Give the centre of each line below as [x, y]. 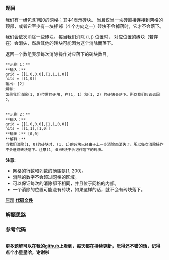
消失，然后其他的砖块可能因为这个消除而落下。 [67, 43]
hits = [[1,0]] [21, 79]
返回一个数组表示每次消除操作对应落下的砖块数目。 [58, 54]
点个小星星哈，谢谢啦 [27, 252]
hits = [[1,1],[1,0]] [28, 129]
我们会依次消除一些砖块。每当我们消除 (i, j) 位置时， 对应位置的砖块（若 [79, 37]
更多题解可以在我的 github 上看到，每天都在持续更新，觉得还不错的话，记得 [83, 246]
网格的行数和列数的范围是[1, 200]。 [49, 171]
